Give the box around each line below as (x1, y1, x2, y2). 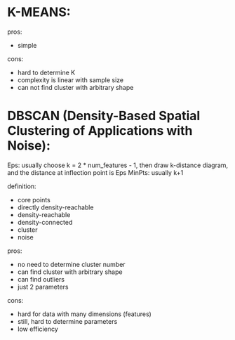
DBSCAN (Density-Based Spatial (7, 108, 201, 124)
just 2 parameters (17, 282, 69, 291)
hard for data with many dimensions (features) (17, 310, 152, 318)
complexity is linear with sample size (17, 75, 124, 84)
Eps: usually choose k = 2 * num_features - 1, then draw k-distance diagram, (7, 161, 229, 169)
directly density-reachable (17, 203, 94, 211)
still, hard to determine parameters (17, 317, 118, 325)
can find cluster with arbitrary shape (17, 268, 123, 276)
